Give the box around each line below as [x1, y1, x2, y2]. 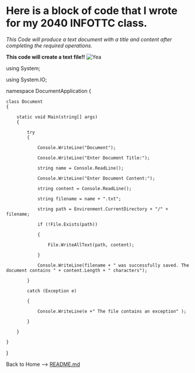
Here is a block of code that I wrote [6, 4, 178, 18]
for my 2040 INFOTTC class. [6, 16, 148, 30]
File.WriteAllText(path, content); [47, 241, 134, 248]
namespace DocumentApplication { [6, 87, 92, 94]
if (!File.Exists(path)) [37, 221, 98, 227]
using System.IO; [6, 76, 47, 83]
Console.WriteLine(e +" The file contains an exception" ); [37, 308, 187, 314]
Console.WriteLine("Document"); [37, 144, 116, 150]
